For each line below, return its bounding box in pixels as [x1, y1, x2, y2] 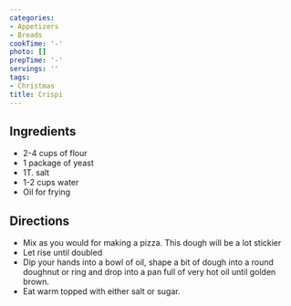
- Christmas [9, 81, 55, 90]
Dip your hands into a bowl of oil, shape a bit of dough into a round [22, 257, 274, 268]
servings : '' [9, 65, 59, 74]
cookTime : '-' [9, 38, 64, 48]
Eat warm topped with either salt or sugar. [22, 286, 181, 297]
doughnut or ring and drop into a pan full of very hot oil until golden [22, 267, 276, 278]
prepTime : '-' [9, 56, 64, 65]
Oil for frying [22, 186, 71, 197]
